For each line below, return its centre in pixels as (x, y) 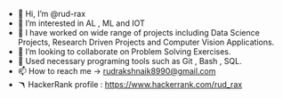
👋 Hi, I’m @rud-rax (52, 14)
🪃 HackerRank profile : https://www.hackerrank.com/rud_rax (130, 84)
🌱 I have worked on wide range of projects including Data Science (138, 33)
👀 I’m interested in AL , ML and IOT (81, 23)
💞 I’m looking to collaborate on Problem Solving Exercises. (124, 52)
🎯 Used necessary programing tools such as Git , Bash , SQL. (129, 61)
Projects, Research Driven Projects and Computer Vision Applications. (146, 42)
